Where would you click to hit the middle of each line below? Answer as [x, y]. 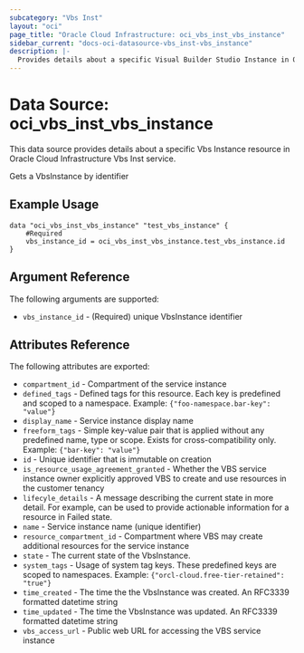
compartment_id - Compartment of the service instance [124, 384]
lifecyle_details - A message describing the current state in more [148, 498]
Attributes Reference [70, 345]
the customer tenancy [63, 488]
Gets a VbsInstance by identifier [69, 176]
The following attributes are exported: [80, 367]
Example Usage [54, 205]
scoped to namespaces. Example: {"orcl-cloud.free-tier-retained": [153, 575]
